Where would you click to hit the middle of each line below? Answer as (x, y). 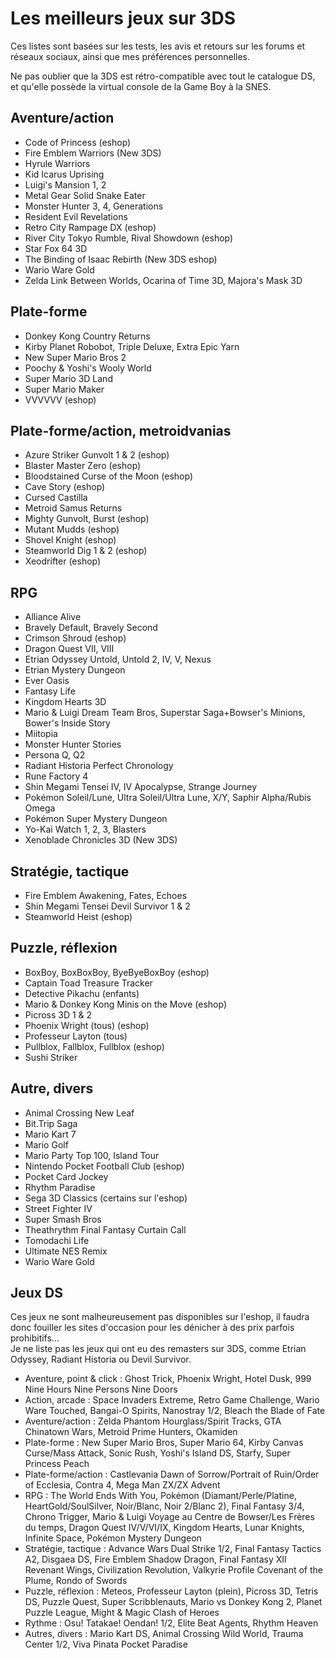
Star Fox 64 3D (56, 248)
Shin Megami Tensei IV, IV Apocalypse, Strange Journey (141, 787)
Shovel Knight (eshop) (70, 540)
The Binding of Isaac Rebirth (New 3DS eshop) (121, 259)
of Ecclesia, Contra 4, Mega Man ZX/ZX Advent (122, 1485)
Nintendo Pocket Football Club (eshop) (104, 1166)
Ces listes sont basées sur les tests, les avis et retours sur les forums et (158, 46)
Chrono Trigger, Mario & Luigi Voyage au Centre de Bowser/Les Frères (169, 1517)
